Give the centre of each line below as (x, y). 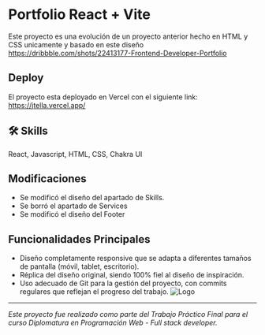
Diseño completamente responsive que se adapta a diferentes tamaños (135, 259)
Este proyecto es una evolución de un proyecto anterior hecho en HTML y (128, 36)
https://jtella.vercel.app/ (47, 105)
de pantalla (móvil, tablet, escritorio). (79, 266)
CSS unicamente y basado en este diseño (76, 44)
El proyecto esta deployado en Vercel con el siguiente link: (103, 97)
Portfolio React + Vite (80, 15)
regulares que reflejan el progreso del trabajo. (94, 292)
